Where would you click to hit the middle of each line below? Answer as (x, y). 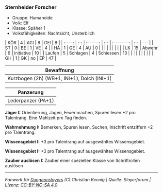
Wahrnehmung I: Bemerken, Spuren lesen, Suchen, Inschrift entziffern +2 (79, 127)
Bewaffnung (60, 70)
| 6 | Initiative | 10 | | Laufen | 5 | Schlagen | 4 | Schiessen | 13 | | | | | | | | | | (79, 53)
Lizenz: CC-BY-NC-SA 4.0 (31, 185)
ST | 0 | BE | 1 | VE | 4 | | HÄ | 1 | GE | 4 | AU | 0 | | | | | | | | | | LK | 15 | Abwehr (81, 48)
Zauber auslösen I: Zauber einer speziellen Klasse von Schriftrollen (73, 161)
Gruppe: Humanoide (32, 18)
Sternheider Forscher (31, 7)
